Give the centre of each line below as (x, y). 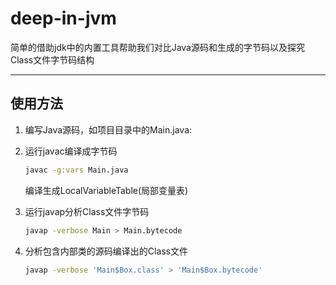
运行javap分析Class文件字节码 (87, 211)
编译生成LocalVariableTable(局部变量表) (106, 190)
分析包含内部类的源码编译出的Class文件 (106, 251)
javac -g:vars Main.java (76, 170)
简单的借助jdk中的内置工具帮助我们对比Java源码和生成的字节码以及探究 (157, 47)
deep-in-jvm (63, 18)
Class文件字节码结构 (52, 59)
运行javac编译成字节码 (71, 151)
